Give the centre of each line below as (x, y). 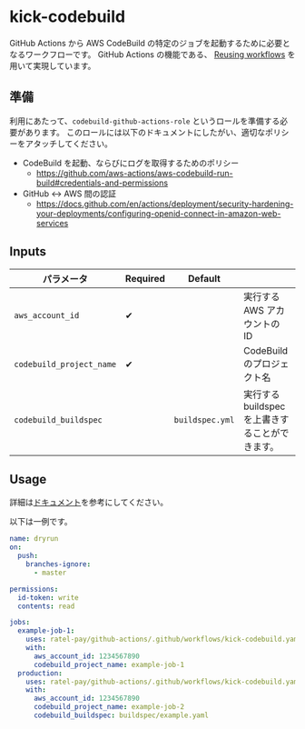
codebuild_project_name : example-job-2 (108, 707)
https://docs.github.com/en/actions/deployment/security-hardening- (165, 204)
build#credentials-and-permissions (102, 183)
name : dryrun (34, 539)
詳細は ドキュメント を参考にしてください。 (89, 503)
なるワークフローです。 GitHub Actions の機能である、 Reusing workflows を (152, 54)
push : (28, 556)
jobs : (20, 623)
